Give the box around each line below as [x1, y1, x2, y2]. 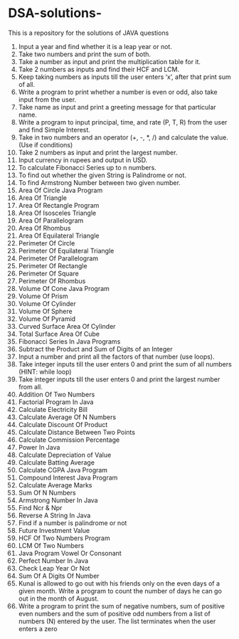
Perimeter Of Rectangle [18, 261, 87, 270]
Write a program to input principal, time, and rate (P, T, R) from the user [18, 117, 228, 126]
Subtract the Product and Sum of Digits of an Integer [18, 344, 173, 353]
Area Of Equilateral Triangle [18, 231, 100, 240]
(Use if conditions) [18, 140, 73, 149]
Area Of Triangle [18, 194, 67, 202]
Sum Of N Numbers [18, 488, 77, 497]
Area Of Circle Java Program [18, 186, 103, 194]
